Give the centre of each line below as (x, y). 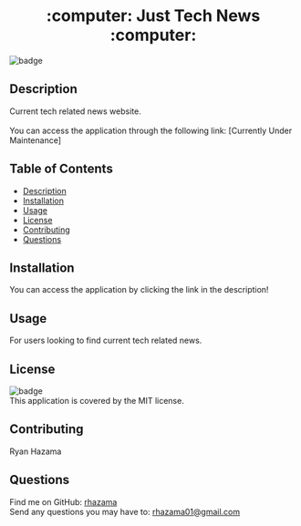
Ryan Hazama (36, 451)
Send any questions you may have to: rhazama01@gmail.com (125, 511)
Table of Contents (62, 169)
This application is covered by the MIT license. (97, 401)
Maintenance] (36, 140)
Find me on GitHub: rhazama (63, 501)
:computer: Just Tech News (153, 16)
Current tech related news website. (75, 111)
